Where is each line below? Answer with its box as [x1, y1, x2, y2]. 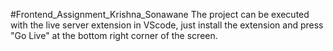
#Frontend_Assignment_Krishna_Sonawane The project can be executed [10, 9, 310, 20]
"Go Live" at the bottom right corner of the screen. [10, 30, 218, 41]
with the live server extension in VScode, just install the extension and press [10, 19, 324, 31]
